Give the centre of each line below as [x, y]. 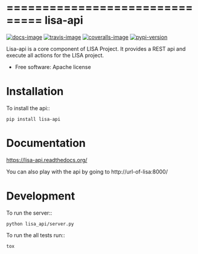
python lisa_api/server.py [40, 224]
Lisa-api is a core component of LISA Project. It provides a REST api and [96, 48]
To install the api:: [28, 108]
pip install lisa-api [34, 119]
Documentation [46, 143]
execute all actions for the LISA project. [55, 55]
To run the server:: [29, 213]
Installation [35, 92]
